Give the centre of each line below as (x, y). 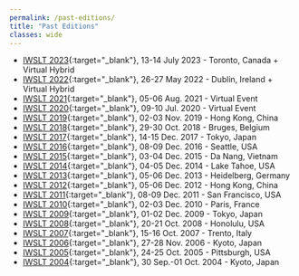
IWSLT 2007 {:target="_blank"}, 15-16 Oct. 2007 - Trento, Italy (137, 233)
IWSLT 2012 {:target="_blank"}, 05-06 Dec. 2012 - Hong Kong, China (150, 186)
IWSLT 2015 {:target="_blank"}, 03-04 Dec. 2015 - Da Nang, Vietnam (150, 157)
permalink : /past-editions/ (63, 18)
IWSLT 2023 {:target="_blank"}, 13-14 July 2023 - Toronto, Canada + (150, 61)
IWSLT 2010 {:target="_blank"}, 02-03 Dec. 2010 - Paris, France (141, 205)
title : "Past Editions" (54, 26)
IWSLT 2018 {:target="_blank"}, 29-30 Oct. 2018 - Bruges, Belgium (146, 128)
